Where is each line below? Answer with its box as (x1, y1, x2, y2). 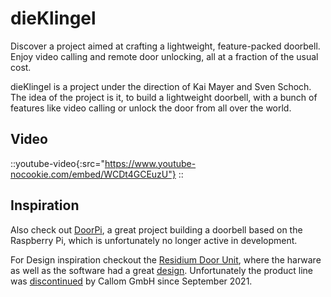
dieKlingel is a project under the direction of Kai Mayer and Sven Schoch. (10, 80, 312, 92)
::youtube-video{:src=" (10, 157, 105, 169)
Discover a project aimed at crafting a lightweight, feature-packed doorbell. (10, 40, 321, 52)
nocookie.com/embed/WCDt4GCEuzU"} (10, 168, 177, 180)
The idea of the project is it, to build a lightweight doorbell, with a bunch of (10, 91, 318, 103)
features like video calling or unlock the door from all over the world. (10, 102, 292, 114)
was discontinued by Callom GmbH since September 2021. (10, 275, 253, 287)
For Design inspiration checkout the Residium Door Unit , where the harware (10, 253, 322, 266)
